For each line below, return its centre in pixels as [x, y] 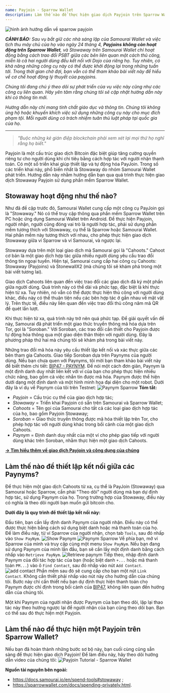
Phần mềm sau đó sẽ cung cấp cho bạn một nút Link [91, 571]
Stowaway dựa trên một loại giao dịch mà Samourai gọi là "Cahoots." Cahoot [85, 250]
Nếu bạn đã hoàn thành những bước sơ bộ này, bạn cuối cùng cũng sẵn [80, 649]
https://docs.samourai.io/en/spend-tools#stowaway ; [68, 679]
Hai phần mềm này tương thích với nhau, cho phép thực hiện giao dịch [78, 235]
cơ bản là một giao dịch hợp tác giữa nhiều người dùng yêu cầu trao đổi [80, 256]
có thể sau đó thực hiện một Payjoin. [44, 613]
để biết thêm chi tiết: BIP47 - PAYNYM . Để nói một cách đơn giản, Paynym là [85, 366]
